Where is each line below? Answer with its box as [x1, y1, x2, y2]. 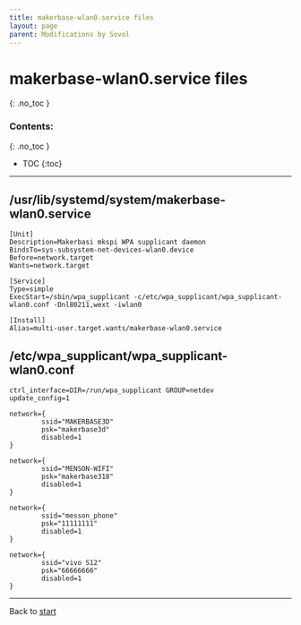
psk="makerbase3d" [41, 425, 110, 434]
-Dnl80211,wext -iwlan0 [53, 301, 142, 310]
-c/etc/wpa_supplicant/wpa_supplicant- [133, 293, 282, 302]
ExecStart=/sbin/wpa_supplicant [9, 293, 130, 302]
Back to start [9, 606, 56, 617]
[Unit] [9, 230, 34, 239]
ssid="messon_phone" [41, 511, 118, 520]
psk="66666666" [41, 566, 99, 576]
